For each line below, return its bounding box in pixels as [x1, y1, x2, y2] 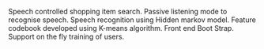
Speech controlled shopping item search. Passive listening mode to [8, 7, 228, 16]
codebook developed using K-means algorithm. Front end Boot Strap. [8, 24, 235, 32]
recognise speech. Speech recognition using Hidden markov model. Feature [8, 15, 257, 24]
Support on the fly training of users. [8, 32, 125, 41]
